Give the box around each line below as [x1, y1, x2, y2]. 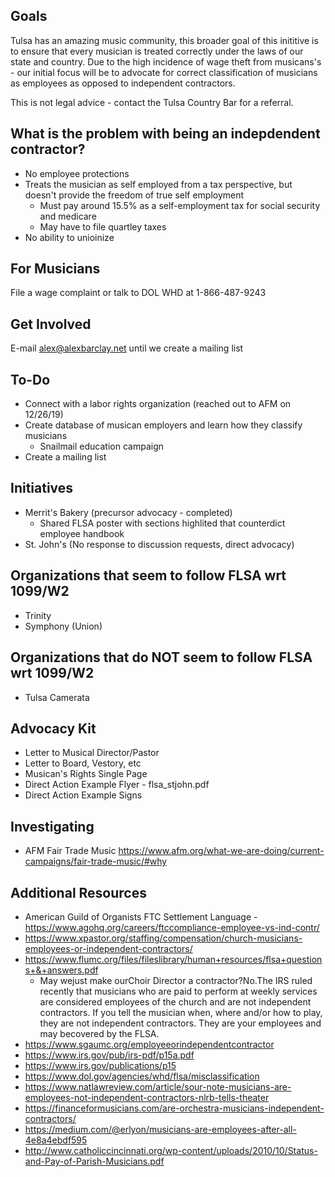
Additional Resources [10, 884, 147, 901]
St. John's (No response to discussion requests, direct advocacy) [24, 538, 295, 550]
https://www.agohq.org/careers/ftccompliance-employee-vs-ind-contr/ [24, 921, 320, 933]
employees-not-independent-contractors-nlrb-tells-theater [24, 1091, 270, 1103]
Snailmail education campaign [39, 440, 164, 453]
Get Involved [10, 315, 92, 333]
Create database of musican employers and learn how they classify [24, 419, 303, 431]
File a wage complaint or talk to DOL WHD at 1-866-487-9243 [10, 287, 267, 299]
